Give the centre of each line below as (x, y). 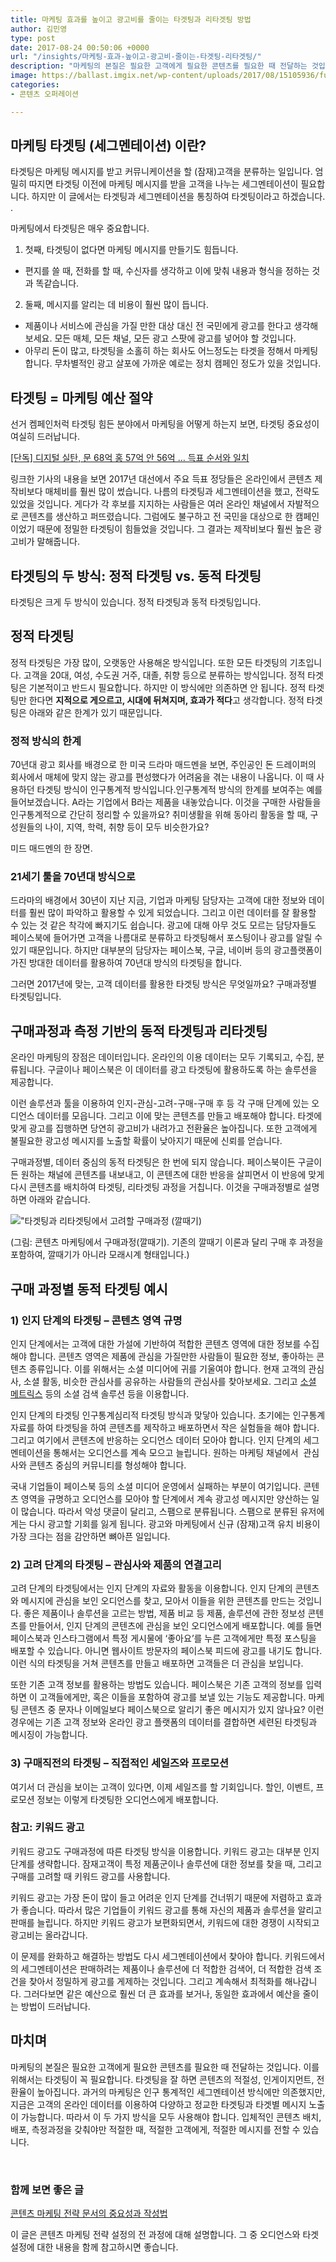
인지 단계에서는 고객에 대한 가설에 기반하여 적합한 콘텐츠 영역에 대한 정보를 (156, 1343)
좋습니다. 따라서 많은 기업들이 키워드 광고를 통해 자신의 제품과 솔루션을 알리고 (171, 1910)
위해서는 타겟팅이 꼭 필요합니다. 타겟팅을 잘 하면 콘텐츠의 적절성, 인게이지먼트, (162, 2079)
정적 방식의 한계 (46, 741)
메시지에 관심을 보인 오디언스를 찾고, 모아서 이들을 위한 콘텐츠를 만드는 (158, 1601)
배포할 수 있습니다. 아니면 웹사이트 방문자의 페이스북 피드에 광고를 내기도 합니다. (166, 1651)
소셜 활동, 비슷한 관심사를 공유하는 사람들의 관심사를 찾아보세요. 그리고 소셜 (170, 1381)
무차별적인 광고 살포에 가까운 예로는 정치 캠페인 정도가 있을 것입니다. (188, 363)
